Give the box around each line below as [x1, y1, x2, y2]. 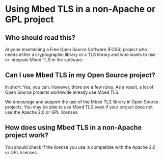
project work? [5, 131, 49, 139]
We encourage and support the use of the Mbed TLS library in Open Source [5, 99, 159, 105]
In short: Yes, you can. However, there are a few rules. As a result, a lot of [5, 84, 154, 90]
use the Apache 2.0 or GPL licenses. [5, 109, 79, 115]
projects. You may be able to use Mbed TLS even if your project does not [5, 104, 153, 110]
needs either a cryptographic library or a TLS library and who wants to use [5, 52, 156, 57]
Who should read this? [5, 33, 76, 42]
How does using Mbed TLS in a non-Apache [5, 124, 142, 132]
